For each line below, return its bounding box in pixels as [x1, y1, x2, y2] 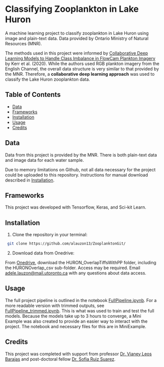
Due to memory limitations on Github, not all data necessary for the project [5, 166, 156, 173]
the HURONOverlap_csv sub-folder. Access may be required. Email [5, 265, 141, 271]
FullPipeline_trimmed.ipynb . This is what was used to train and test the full [5, 307, 154, 313]
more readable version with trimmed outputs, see [5, 303, 104, 308]
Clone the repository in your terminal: [12, 232, 88, 238]
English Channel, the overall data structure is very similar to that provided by [5, 65, 159, 72]
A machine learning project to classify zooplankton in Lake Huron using [5, 30, 149, 36]
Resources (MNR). [5, 40, 43, 46]
